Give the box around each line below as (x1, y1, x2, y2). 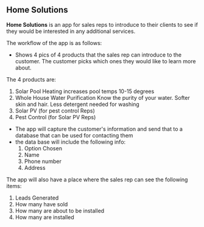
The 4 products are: (6, 75, 57, 83)
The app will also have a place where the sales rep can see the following (6, 176, 188, 183)
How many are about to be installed (15, 207, 105, 214)
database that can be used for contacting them (15, 131, 133, 139)
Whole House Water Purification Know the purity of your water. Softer (15, 94, 190, 101)
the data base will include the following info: (15, 138, 126, 145)
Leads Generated (15, 194, 59, 201)
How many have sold (15, 200, 68, 208)
